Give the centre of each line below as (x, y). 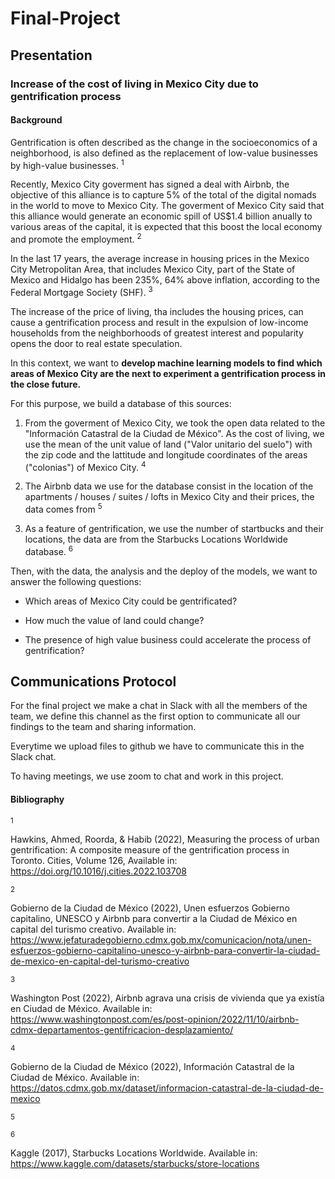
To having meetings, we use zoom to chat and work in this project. (147, 776)
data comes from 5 (63, 508)
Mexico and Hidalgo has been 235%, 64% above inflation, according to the (165, 280)
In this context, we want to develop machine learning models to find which (166, 363)
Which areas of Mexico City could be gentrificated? (131, 601)
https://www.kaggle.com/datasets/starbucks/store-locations (135, 1163)
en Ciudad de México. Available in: (81, 1008)
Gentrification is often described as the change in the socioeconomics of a (164, 142)
